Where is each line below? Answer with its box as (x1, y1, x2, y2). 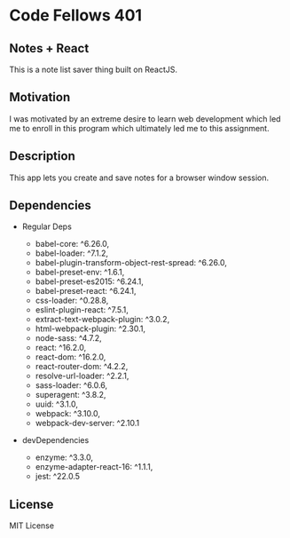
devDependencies (21, 435, 90, 446)
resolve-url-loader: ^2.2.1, (35, 370, 129, 382)
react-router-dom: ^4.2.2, (35, 361, 129, 372)
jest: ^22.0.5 (35, 471, 81, 482)
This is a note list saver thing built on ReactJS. (9, 64, 178, 75)
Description (9, 148, 75, 164)
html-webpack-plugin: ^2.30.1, (35, 323, 146, 334)
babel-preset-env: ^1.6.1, (35, 267, 125, 278)
